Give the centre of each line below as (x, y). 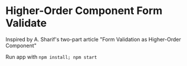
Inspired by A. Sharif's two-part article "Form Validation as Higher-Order (93, 39)
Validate (26, 23)
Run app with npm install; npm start (51, 57)
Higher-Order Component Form (84, 11)
